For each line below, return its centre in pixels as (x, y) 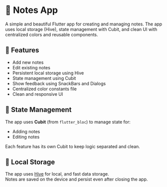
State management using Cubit (44, 78)
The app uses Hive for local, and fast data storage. (57, 174)
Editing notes (26, 137)
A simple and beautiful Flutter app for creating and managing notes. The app (84, 24)
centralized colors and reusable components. (52, 34)
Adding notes (26, 131)
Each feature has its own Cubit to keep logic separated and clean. (73, 146)
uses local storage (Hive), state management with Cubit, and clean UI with (81, 29)
